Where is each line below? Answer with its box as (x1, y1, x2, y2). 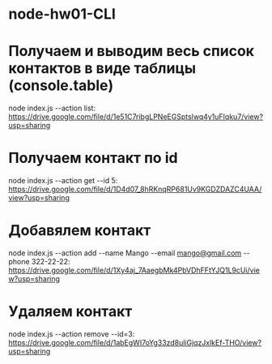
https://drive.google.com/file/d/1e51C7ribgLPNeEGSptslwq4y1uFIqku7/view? (8, 112, 264, 122)
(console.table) (8, 76, 114, 95)
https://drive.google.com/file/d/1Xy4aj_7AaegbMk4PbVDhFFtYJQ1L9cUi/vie (8, 265, 261, 275)
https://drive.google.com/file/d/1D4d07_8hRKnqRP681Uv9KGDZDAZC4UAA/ (8, 184, 262, 195)
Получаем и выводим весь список (8, 42, 255, 61)
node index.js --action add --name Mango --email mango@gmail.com (8, 248, 242, 258)
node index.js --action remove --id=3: (8, 329, 135, 339)
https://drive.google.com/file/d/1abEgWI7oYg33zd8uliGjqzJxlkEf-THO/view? (8, 337, 261, 347)
